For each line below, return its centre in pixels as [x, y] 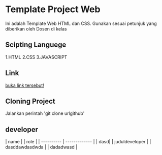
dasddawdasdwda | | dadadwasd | [41, 147]
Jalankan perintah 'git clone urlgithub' [45, 113]
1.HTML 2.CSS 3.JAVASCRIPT [36, 57]
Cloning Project [30, 101]
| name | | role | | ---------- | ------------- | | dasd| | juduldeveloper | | [78, 142]
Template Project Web [53, 9]
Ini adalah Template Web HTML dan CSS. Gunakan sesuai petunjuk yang [81, 23]
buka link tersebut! [25, 85]
